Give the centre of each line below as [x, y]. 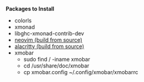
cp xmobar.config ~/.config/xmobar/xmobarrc [81, 72]
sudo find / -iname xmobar [57, 59]
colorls [23, 20]
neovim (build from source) [48, 40]
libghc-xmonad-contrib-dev [49, 33]
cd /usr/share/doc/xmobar [56, 66]
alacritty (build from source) [49, 46]
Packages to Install [30, 9]
